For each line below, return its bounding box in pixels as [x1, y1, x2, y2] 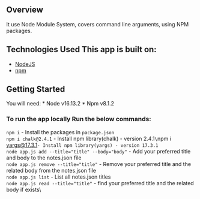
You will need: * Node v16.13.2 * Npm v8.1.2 [6, 100, 115, 107]
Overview [6, 5, 44, 15]
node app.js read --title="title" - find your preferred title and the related [6, 179, 194, 186]
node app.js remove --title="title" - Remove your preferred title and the [6, 160, 191, 167]
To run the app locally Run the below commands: [6, 115, 151, 123]
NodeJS [14, 60, 35, 68]
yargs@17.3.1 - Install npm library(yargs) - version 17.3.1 [6, 141, 159, 149]
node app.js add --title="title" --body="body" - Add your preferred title [6, 147, 191, 155]
